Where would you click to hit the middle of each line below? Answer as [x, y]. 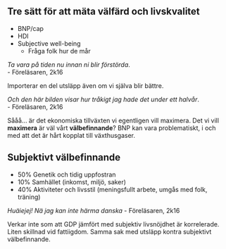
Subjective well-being [49, 43]
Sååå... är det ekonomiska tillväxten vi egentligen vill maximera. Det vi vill [113, 120]
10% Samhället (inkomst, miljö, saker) [72, 181]
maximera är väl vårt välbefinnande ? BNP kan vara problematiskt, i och [112, 128]
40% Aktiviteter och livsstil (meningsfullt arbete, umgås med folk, [112, 189]
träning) [29, 197]
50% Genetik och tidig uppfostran [67, 174]
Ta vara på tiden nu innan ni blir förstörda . [69, 64]
